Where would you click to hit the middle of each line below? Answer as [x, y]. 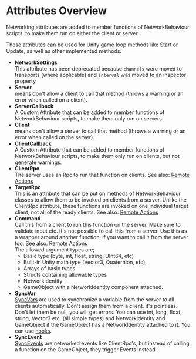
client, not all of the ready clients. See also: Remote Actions [86, 212]
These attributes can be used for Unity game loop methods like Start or [92, 45]
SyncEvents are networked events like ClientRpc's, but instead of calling [102, 343]
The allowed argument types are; [55, 249]
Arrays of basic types [49, 268]
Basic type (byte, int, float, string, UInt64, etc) [78, 256]
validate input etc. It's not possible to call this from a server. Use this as [101, 231]
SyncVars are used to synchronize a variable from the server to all [94, 299]
